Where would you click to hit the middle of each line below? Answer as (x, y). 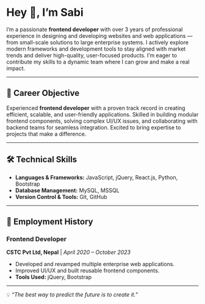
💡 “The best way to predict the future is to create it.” (72, 295)
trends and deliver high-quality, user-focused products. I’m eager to (92, 55)
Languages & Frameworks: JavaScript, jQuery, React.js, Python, (96, 177)
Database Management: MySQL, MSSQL (67, 190)
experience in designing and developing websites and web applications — (100, 35)
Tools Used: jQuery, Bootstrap (53, 277)
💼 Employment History (50, 221)
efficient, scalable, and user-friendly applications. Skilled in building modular (103, 114)
